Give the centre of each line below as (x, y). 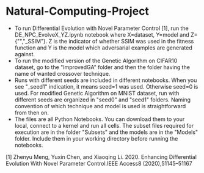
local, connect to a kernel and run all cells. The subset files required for (104, 125)
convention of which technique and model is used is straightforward (100, 106)
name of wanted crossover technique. (62, 73)
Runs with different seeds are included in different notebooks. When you (106, 80)
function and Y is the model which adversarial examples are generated (104, 48)
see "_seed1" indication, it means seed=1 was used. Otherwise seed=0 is (106, 86)
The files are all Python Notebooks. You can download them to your (100, 119)
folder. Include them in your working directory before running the (96, 138)
